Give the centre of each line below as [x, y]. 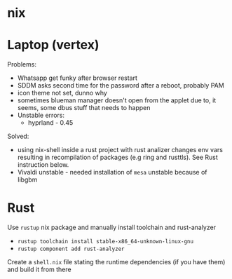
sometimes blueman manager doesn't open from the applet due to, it [117, 100]
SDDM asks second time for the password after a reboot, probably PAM [121, 86]
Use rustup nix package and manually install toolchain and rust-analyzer [111, 227]
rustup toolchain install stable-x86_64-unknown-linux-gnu [105, 242]
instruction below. [43, 165]
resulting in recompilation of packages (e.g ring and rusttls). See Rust [118, 157]
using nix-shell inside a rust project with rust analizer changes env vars [120, 150]
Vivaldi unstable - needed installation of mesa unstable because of [112, 172]
